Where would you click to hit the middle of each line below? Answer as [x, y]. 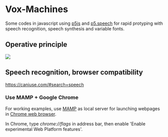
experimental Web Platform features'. [44, 129]
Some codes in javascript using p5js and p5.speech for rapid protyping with [84, 23]
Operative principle [36, 45]
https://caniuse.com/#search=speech [45, 84]
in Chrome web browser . [31, 114]
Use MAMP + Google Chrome [42, 98]
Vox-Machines [37, 9]
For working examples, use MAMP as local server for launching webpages [83, 108]
